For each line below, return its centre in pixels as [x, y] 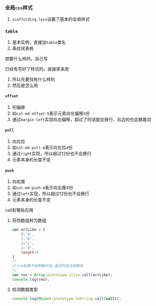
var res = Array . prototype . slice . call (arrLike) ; [62, 275]
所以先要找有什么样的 [33, 79]
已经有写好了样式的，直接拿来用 [37, 69]
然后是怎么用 [25, 85]
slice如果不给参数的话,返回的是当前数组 [48, 266]
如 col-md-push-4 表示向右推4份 [43, 188]
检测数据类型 [25, 289]
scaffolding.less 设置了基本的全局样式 [51, 19]
